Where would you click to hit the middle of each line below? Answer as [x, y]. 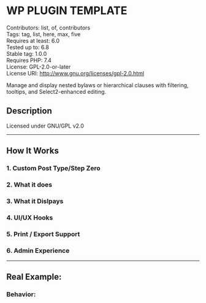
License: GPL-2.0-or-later [39, 67]
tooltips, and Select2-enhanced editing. [56, 91]
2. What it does [29, 185]
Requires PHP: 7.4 [29, 60]
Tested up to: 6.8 [28, 47]
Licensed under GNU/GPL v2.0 [45, 126]
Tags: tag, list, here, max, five [44, 34]
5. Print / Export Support [43, 234]
